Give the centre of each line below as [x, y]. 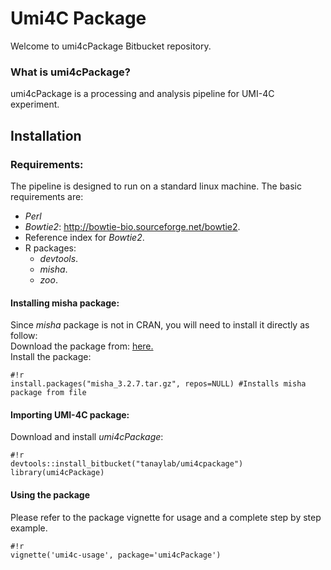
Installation [46, 135]
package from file [48, 393]
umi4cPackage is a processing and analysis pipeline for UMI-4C [142, 94]
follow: [24, 336]
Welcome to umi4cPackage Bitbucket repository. [111, 46]
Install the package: [51, 357]
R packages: [50, 248]
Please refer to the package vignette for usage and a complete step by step [166, 517]
